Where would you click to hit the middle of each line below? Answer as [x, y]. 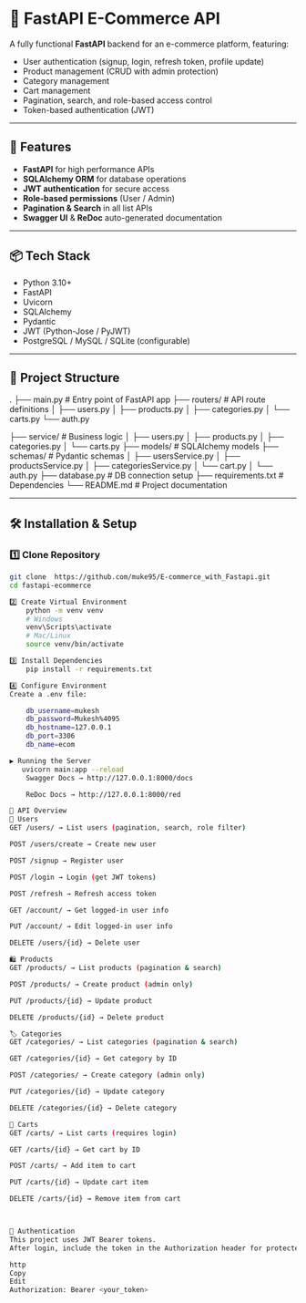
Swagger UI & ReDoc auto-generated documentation [122, 217]
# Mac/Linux [48, 636]
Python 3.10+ [47, 283]
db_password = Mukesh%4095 [73, 719]
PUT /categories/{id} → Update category [87, 1092]
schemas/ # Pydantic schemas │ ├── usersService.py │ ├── [125, 456]
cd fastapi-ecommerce [51, 585]
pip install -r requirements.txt [89, 669]
